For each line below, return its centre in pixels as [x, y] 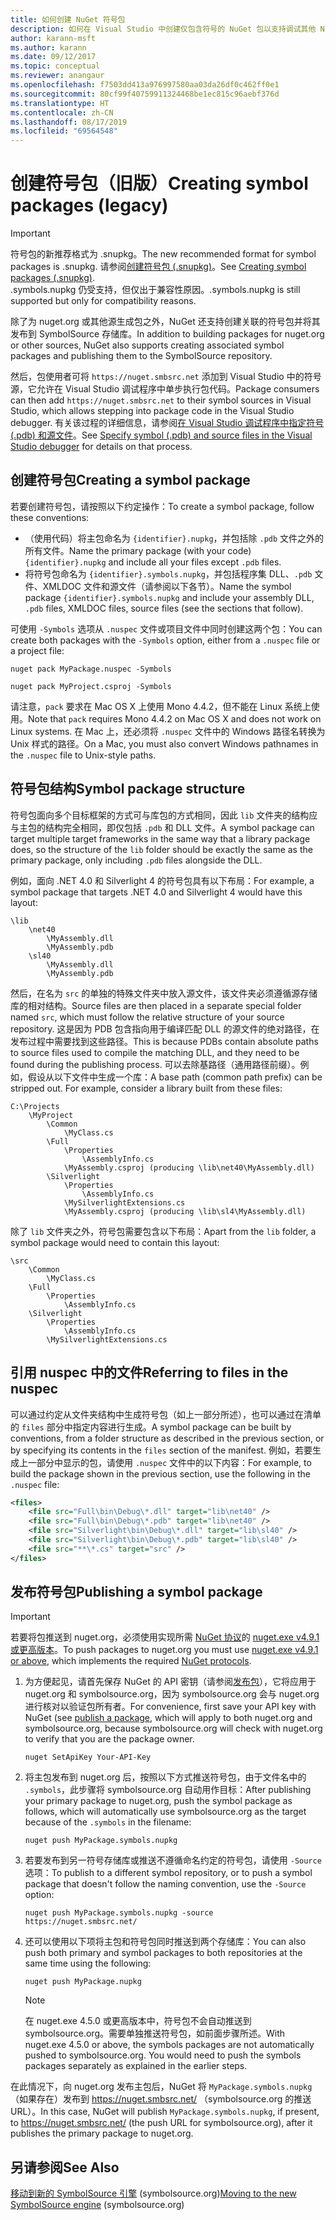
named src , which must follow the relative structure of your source [147, 1017]
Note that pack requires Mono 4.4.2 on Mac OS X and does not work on [175, 718]
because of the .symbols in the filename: [108, 1822]
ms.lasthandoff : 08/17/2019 [69, 122]
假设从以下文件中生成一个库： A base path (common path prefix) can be [175, 1077]
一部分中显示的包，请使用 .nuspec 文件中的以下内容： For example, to [169, 1462]
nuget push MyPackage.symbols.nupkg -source [119, 1913]
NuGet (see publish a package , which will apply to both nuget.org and [168, 1718]
